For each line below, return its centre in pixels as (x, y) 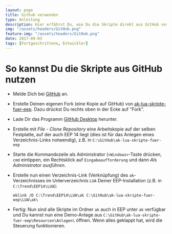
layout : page (19, 10)
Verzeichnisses (29, 180)
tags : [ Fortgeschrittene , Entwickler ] (47, 44)
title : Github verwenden (32, 15)
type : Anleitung (23, 19)
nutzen (20, 79)
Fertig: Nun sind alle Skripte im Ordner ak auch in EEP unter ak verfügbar (89, 209)
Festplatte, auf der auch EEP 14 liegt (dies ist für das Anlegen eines (83, 134)
